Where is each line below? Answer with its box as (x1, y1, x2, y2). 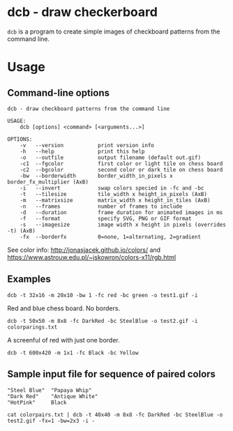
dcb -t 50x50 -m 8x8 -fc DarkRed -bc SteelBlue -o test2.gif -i (7, 317, 198, 324)
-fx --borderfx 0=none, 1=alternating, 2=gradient (20, 233, 201, 241)
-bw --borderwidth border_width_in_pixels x (20, 172, 173, 179)
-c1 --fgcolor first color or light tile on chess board (20, 160, 223, 167)
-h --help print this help (20, 148, 145, 155)
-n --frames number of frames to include (20, 203, 183, 210)
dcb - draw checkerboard (7, 4, 158, 20)
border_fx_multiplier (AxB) (7, 179, 89, 186)
